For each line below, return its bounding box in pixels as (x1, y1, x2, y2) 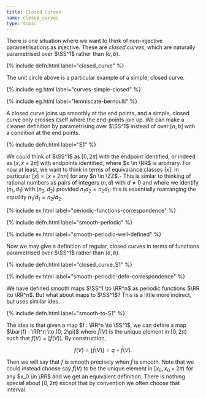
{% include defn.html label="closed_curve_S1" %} (6, 261, 133, 268)
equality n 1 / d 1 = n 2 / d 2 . (6, 194, 63, 202)
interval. (6, 386, 27, 393)
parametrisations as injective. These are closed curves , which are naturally (6, 44, 196, 51)
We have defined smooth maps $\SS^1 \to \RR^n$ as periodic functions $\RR (6, 285, 200, 292)
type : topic (6, 20, 37, 26)
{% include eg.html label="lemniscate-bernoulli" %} (6, 98, 138, 105)
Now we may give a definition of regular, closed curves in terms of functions (6, 242, 199, 250)
